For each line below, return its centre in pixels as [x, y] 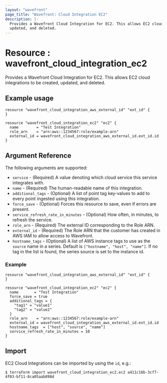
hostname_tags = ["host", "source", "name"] [58, 327]
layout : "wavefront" [27, 10]
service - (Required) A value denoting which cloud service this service [85, 177]
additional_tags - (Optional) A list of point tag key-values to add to [81, 193]
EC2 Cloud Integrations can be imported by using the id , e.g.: [68, 363]
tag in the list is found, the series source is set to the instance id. [78, 251]
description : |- [22, 19]
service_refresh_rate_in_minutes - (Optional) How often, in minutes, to [85, 214]
